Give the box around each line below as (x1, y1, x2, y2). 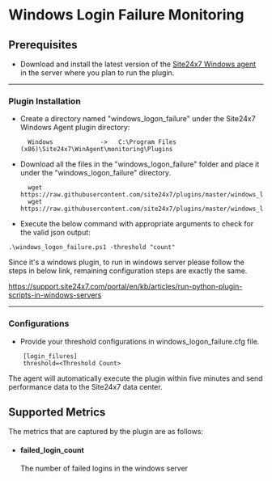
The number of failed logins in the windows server (19, 463, 189, 473)
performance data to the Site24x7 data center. (8, 382, 164, 391)
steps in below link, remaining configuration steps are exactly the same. (8, 266, 248, 276)
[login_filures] (23, 352, 79, 361)
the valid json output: (19, 228, 91, 238)
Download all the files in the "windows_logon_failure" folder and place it (19, 159, 260, 169)
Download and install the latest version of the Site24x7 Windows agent (19, 59, 257, 69)
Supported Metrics (8, 405, 106, 419)
